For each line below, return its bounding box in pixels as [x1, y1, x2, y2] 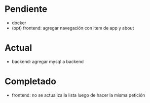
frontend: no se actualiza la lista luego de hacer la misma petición [11, 92, 145, 98]
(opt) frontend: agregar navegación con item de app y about [11, 25, 134, 31]
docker [11, 20, 27, 26]
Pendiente [4, 3, 48, 15]
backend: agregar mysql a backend [11, 58, 84, 65]
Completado [4, 76, 56, 87]
